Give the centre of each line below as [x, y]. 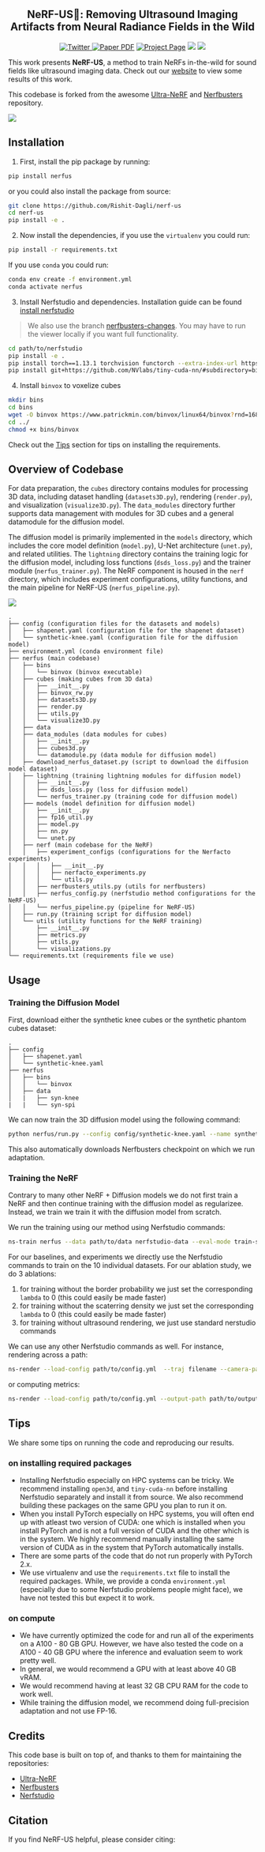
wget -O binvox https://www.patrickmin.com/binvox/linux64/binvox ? [121, 415]
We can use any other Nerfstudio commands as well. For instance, [116, 1347]
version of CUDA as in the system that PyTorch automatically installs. [132, 1548]
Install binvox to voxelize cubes [70, 386]
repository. [26, 103]
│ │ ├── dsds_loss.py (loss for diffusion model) [99, 790]
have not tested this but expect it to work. [87, 1598]
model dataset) [33, 769]
